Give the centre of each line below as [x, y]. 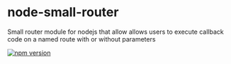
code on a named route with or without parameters [81, 39]
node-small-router [63, 12]
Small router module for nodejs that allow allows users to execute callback [116, 32]
